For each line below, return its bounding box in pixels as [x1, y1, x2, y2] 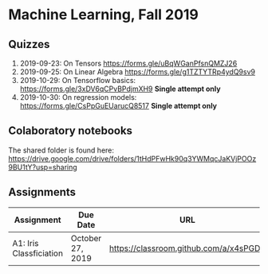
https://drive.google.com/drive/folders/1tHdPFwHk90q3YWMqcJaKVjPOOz [8, 153, 257, 163]
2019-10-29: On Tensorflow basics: [19, 76, 136, 85]
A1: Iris [12, 237, 39, 248]
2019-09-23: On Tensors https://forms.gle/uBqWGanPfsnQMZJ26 [19, 58, 238, 68]
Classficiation [12, 248, 64, 259]
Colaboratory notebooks [8, 124, 133, 137]
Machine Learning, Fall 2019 [8, 6, 199, 24]
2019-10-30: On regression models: [19, 93, 137, 101]
